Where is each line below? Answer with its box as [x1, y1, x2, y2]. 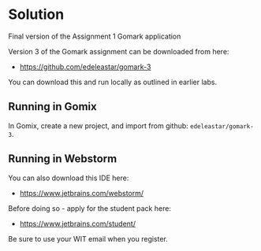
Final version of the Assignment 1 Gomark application [8, 31, 181, 41]
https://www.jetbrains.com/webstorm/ [19, 188, 144, 197]
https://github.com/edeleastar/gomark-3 [19, 61, 151, 72]
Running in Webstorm [8, 152, 117, 166]
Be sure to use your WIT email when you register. [8, 234, 168, 243]
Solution [8, 6, 65, 24]
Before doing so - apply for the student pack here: [8, 203, 172, 213]
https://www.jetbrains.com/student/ [19, 219, 136, 228]
